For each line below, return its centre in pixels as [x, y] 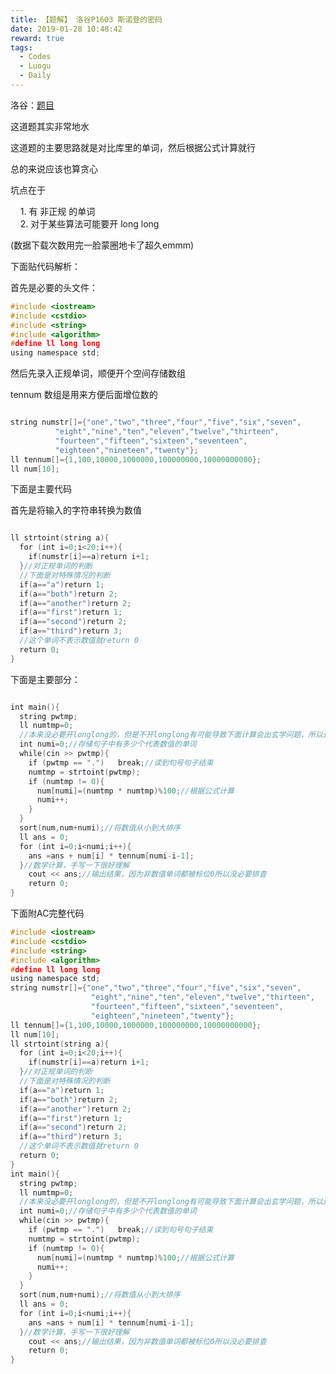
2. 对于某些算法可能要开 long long [89, 223]
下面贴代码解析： [45, 266]
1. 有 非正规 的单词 [57, 211]
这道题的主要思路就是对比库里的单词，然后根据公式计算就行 [133, 147]
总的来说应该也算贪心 [54, 168]
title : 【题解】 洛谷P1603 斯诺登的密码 [86, 19]
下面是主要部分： [45, 679]
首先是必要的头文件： [54, 287]
